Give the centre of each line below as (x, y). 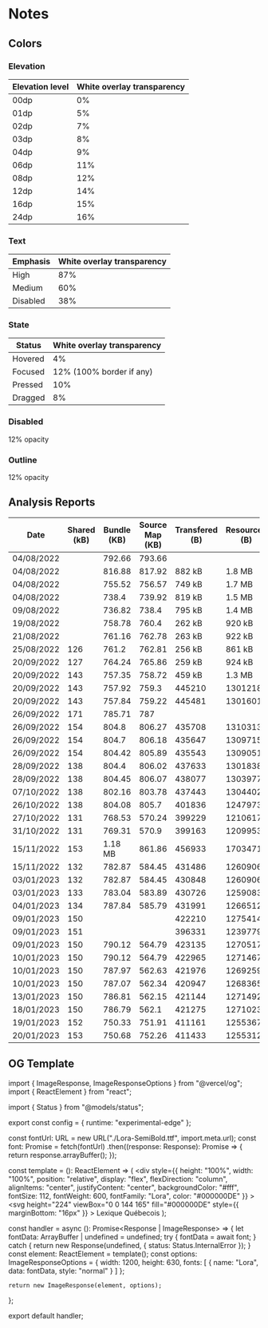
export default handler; (46, 1315)
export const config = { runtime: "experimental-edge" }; (100, 1122)
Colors (25, 44)
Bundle (117, 529)
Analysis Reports (52, 503)
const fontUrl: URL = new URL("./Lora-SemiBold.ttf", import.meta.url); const (132, 1138)
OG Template (41, 1064)
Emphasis (31, 262)
